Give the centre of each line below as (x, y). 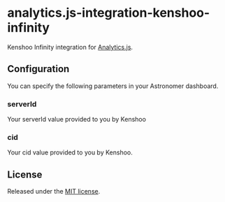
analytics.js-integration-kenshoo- (109, 13)
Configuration (38, 69)
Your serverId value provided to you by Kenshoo (77, 120)
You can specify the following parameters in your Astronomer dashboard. (113, 86)
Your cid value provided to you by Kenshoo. (70, 152)
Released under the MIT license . (54, 192)
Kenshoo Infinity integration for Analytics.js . (70, 47)
